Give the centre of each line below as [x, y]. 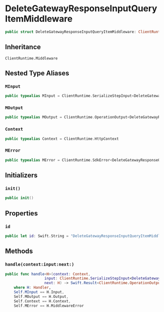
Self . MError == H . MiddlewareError [49, 306]
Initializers [21, 175]
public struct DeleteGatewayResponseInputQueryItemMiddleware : [71, 32]
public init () [20, 198]
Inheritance [23, 47]
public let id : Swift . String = [37, 236]
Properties [21, 213]
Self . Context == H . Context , [42, 301]
